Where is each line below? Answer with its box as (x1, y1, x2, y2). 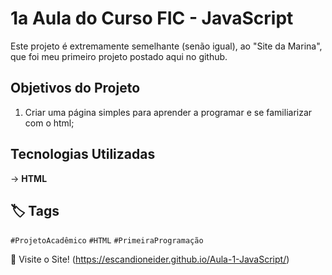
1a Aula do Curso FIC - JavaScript (10, 7, 294, 30)
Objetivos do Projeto (10, 80, 141, 97)
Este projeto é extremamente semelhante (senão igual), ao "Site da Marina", (10, 40, 323, 52)
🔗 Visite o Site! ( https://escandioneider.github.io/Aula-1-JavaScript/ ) (10, 253, 290, 266)
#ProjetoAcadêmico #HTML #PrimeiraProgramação (10, 236, 204, 246)
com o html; (24, 117, 75, 129)
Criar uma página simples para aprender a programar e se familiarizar (24, 106, 313, 118)
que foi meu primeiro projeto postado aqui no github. (10, 50, 228, 62)
